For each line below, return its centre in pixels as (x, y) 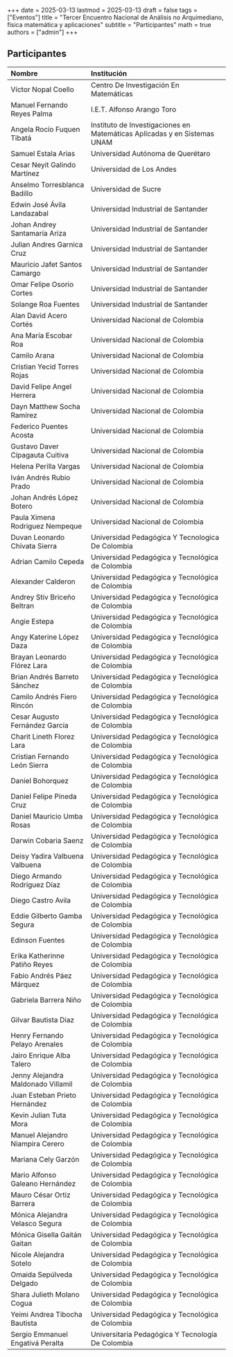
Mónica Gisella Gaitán (46, 1234)
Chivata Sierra (34, 545)
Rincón (22, 705)
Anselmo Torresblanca (48, 184)
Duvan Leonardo (38, 537)
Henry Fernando (37, 1035)
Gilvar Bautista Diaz (43, 1019)
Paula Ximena (33, 517)
